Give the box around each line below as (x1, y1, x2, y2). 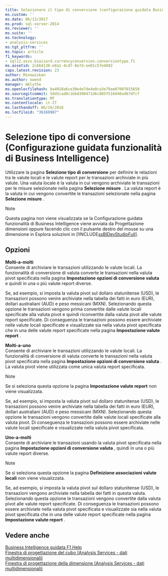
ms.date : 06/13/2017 (5, 17, 48, 22)
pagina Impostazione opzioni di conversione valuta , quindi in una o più (5, 445, 155, 451)
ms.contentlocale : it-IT (5, 101, 57, 106)
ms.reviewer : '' (5, 26, 39, 31)
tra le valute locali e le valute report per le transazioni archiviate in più (5, 174, 148, 180)
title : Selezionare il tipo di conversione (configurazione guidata (5, 7, 151, 13)
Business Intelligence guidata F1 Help (5, 544, 82, 550)
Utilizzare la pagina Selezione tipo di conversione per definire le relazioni (5, 169, 157, 175)
